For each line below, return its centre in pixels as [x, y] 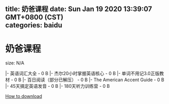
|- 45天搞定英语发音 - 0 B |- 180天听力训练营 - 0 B [58, 86]
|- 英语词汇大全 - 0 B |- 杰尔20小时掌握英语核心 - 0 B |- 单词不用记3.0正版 [82, 74]
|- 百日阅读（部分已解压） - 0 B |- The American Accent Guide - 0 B [93, 80]
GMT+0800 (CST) [34, 18]
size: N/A [15, 63]
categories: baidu [34, 25]
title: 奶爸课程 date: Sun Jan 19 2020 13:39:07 [79, 9]
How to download [24, 96]
